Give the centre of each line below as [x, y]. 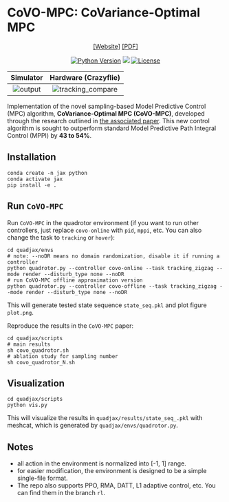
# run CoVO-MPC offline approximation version [75, 280]
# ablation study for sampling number [63, 356]
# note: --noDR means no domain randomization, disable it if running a [113, 256]
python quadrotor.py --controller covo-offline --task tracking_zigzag [112, 286]
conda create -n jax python [47, 173]
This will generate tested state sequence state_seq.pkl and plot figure [107, 305]
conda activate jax [35, 179]
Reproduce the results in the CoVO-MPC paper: [70, 326]
